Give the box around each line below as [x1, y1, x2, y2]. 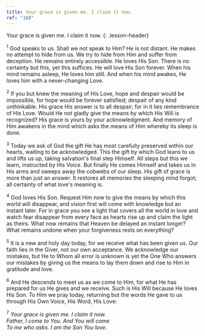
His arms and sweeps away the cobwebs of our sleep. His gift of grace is [6, 168, 191, 175]
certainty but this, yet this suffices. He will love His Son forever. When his [6, 64, 191, 71]
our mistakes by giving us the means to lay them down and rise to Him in [6, 259, 190, 266]
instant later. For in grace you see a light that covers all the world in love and [6, 207, 198, 215]
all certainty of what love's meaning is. [6, 181, 103, 188]
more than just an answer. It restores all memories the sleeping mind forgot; [6, 174, 197, 181]
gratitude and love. [6, 265, 54, 273]
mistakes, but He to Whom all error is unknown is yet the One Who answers [6, 252, 197, 259]
